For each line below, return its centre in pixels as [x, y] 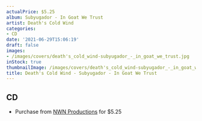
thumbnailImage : [26, 67]
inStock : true [24, 62]
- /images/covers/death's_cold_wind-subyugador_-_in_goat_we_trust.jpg [98, 56]
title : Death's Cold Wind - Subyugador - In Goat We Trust [82, 73]
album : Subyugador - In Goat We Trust [55, 17]
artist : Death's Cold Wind [40, 23]
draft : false [23, 46]
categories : [21, 28]
